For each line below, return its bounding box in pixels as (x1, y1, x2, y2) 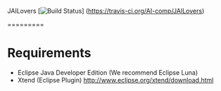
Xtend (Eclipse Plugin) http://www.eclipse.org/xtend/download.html (17, 75, 214, 84)
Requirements (7, 45, 91, 61)
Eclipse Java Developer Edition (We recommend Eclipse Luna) (17, 68, 198, 77)
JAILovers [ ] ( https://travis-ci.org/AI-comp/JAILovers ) (7, 7, 205, 15)
